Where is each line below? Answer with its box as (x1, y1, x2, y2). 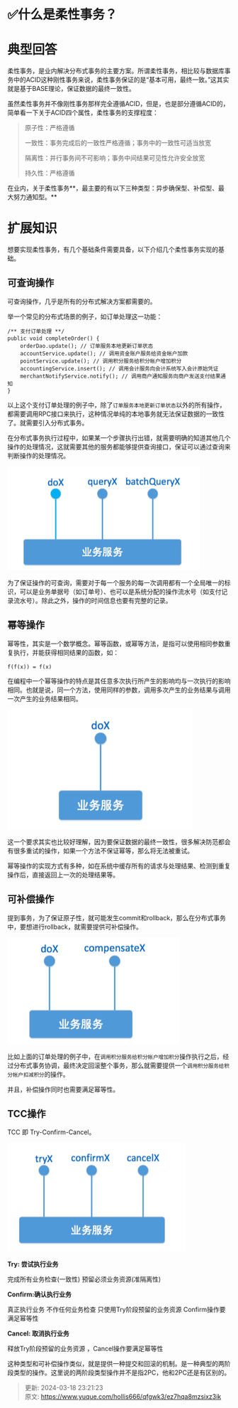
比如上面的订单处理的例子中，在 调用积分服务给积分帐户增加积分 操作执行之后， (7, 1052, 223, 1060)
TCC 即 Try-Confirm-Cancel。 (7, 1128, 96, 1136)
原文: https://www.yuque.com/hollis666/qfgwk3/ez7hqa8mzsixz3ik (24, 1392, 222, 1401)
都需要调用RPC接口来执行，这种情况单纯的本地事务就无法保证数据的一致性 (7, 410, 225, 418)
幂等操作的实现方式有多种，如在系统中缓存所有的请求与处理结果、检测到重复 (7, 861, 231, 870)
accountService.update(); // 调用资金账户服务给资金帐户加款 (20, 350, 188, 357)
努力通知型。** (13, 193, 58, 201)
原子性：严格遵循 (24, 124, 75, 132)
